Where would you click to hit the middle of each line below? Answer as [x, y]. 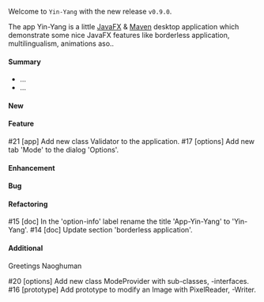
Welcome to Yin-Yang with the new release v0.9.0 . [90, 11]
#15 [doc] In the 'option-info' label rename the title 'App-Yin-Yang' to [119, 221]
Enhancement [32, 168]
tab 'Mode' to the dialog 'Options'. [64, 150]
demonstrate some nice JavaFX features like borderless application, [119, 35]
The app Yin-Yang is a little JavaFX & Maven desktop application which [124, 26]
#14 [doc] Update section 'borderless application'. [111, 230]
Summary [25, 62]
